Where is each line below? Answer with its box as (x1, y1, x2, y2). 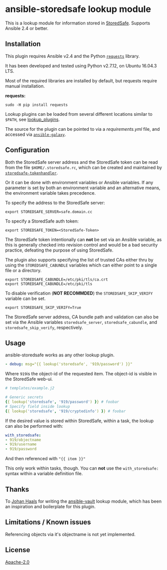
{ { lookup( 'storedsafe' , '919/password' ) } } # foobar (5, 399, 120, 404)
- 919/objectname (5, 437, 41, 442)
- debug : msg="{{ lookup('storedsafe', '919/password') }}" (5, 362, 133, 367)
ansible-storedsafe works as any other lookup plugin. (5, 352, 115, 358)
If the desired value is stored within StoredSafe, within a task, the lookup (5, 418, 154, 424)
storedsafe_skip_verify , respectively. (5, 324, 83, 330)
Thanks (5, 485, 29, 494)
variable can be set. (5, 295, 46, 301)
